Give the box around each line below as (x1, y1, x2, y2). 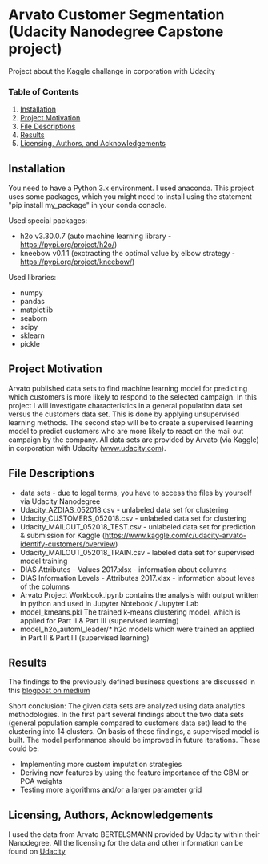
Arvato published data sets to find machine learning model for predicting (8, 383, 248, 393)
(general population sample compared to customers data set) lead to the (8, 718, 247, 728)
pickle (19, 339, 40, 349)
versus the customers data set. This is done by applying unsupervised (8, 409, 240, 419)
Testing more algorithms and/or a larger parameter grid (19, 785, 202, 795)
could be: (8, 744, 40, 753)
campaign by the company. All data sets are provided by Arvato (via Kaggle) (8, 435, 260, 444)
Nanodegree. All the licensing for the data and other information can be (8, 838, 244, 848)
